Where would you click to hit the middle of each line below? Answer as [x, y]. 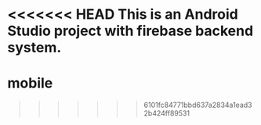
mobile [30, 83]
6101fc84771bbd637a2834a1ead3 [198, 105]
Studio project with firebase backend [130, 31]
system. [34, 48]
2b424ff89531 [167, 113]
